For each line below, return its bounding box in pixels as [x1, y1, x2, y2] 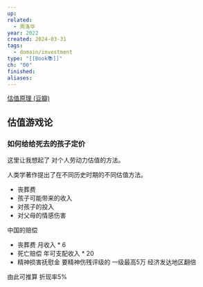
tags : [7, 42, 23, 49]
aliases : [7, 74, 33, 82]
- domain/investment [13, 49, 73, 56]
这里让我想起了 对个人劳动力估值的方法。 [7, 156, 125, 165]
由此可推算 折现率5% [7, 272, 67, 281]
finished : [7, 68, 36, 75]
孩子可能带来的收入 [17, 194, 73, 203]
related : [7, 17, 33, 24]
